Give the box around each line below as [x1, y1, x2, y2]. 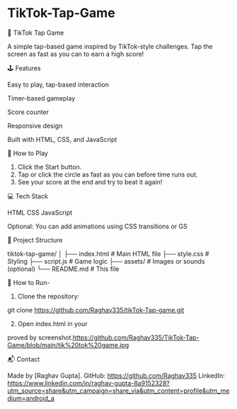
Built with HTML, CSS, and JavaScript [7, 135, 117, 143]
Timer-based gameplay [7, 94, 76, 102]
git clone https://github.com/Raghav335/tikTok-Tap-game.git [7, 306, 185, 314]
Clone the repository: [17, 292, 80, 301]
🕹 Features [7, 64, 41, 72]
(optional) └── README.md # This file [7, 264, 120, 273]
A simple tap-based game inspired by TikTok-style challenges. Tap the [7, 42, 214, 50]
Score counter [7, 108, 50, 116]
